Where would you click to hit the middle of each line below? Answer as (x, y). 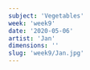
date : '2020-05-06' (41, 31)
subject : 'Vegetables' (46, 16)
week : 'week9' (32, 23)
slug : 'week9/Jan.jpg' (46, 53)
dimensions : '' (34, 46)
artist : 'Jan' (32, 38)
